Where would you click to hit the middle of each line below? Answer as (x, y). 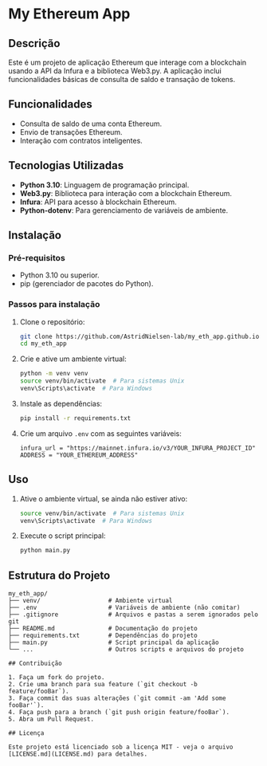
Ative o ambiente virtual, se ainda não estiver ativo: (104, 498)
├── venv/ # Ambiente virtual (90, 601)
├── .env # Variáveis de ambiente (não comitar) (124, 608)
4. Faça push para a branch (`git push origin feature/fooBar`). (119, 713)
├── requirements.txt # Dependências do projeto (103, 636)
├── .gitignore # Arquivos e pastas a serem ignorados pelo (133, 615)
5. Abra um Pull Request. (51, 719)
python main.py (45, 551)
